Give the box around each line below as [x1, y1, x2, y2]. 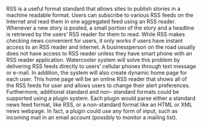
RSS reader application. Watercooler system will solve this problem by [6, 57, 180, 63]
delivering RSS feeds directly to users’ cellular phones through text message [6, 63, 197, 70]
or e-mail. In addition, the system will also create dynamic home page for [6, 69, 188, 76]
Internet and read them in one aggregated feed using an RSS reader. [6, 18, 176, 25]
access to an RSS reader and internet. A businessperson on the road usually [6, 43, 196, 51]
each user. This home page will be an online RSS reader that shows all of [6, 75, 188, 82]
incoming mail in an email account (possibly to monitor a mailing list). [6, 114, 178, 121]
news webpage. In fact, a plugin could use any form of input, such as [6, 108, 178, 114]
